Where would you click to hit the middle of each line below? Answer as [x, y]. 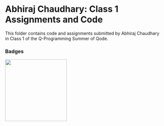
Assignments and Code [54, 20]
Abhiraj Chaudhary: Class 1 [62, 9]
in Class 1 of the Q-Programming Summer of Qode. [57, 39]
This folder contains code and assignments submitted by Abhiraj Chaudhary [82, 33]
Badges [14, 51]
